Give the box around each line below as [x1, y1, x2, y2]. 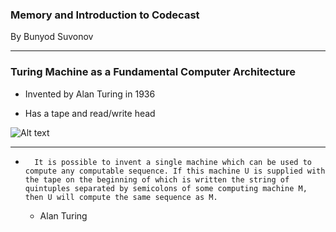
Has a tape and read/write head [24, 107, 156, 119]
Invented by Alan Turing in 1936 [24, 88, 156, 100]
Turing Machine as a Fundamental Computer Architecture [10, 65, 296, 79]
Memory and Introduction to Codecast [10, 8, 200, 22]
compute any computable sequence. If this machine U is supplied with [24, 166, 326, 176]
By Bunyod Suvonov [10, 31, 94, 43]
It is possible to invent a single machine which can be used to [34, 157, 312, 167]
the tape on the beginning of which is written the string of [24, 174, 290, 185]
